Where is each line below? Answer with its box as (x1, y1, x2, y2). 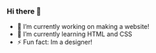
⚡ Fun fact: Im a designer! (16, 38, 93, 47)
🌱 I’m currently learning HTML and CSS (16, 30, 132, 38)
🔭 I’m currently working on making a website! (16, 23, 150, 31)
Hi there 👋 (6, 6, 42, 16)
